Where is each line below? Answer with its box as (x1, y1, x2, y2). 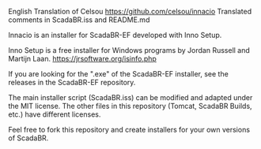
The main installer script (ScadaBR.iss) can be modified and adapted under (8, 93, 253, 102)
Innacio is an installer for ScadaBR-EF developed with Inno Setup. (8, 31, 222, 39)
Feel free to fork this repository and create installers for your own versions (8, 125, 251, 134)
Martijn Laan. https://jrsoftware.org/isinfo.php (8, 54, 157, 63)
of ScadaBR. (8, 133, 49, 143)
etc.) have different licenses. (8, 110, 101, 119)
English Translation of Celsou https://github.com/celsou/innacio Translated (8, 7, 252, 16)
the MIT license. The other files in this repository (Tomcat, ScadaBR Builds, (8, 102, 252, 110)
